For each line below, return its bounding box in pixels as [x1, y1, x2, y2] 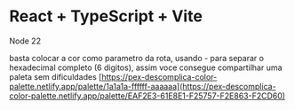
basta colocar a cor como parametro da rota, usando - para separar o [9, 52, 265, 63]
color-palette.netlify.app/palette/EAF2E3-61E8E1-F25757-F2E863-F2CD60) [9, 90, 286, 101]
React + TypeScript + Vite [9, 6, 203, 27]
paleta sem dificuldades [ [9, 71, 102, 82]
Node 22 [9, 35, 42, 46]
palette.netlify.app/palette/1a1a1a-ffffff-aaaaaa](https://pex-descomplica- [9, 81, 277, 91]
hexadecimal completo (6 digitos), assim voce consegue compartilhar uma [9, 62, 283, 73]
